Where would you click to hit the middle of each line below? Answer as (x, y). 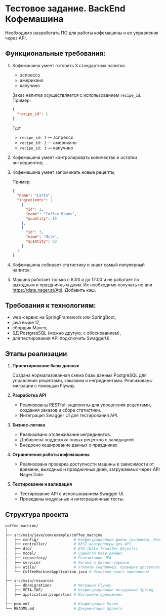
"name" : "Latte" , (35, 195)
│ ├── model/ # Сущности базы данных (64, 553)
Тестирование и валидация (42, 484)
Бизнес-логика (29, 425)
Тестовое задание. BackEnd (65, 9)
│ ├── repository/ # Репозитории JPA (58, 558)
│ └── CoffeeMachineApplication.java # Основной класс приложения (77, 572)
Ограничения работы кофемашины (51, 455)
